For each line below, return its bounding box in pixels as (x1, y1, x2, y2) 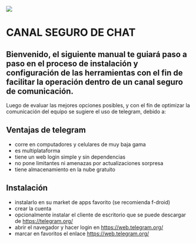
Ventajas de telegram (6, 125, 87, 135)
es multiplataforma (14, 147, 61, 154)
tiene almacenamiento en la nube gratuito (14, 166, 116, 173)
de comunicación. (6, 86, 74, 96)
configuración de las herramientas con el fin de (6, 68, 184, 78)
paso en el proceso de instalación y (6, 58, 138, 68)
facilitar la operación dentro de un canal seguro (6, 77, 184, 87)
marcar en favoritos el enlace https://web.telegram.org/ (14, 230, 150, 237)
